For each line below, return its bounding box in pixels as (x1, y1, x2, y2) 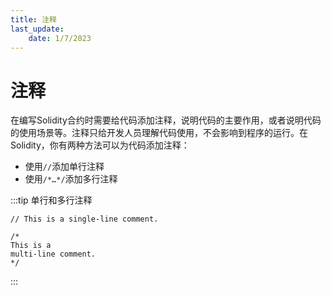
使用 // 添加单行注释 (24, 161, 105, 173)
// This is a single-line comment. (10, 214, 159, 225)
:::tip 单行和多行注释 (10, 194, 93, 206)
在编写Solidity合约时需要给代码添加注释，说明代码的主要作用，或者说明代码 (10, 114, 322, 126)
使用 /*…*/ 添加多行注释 (24, 173, 118, 185)
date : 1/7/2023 (28, 33, 92, 43)
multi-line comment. (10, 249, 97, 260)
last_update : (10, 24, 65, 34)
